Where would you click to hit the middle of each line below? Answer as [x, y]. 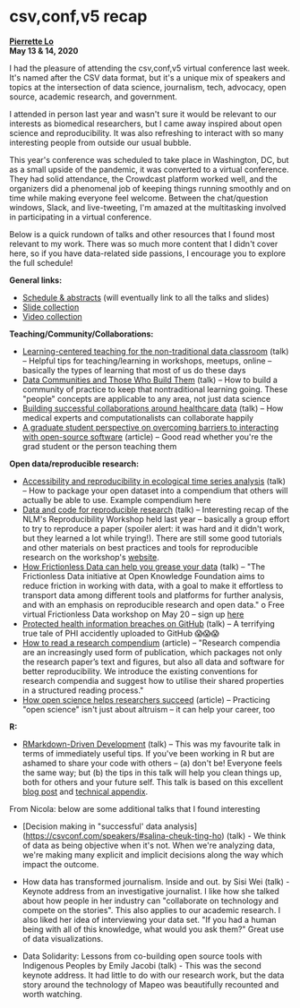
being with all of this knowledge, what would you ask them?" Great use [153, 929]
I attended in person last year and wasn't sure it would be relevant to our [143, 114]
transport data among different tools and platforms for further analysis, [153, 595]
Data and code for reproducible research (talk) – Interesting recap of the [155, 509]
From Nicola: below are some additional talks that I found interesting [135, 808]
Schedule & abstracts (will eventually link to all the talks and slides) [146, 297]
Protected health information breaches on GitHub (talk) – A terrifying [148, 623]
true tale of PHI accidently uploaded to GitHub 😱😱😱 [120, 633]
